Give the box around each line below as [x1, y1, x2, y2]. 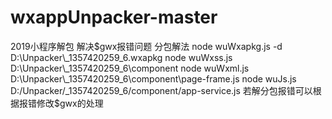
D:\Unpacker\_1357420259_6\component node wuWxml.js [10, 62, 250, 74]
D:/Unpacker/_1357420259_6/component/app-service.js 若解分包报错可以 [10, 84, 313, 96]
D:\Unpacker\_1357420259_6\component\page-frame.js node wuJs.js [10, 72, 297, 85]
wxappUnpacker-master [10, 6, 218, 29]
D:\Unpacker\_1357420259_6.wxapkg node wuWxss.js [10, 51, 233, 63]
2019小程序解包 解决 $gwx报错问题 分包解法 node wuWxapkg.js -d [10, 40, 283, 52]
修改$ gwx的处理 [36, 97, 104, 109]
